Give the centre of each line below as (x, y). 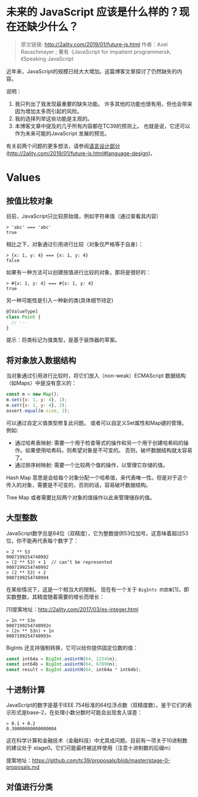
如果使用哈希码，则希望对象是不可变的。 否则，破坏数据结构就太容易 (109, 450)
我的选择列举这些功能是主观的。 (53, 118)
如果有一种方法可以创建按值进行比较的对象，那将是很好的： (79, 272)
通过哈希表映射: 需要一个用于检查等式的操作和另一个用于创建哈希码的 (99, 443)
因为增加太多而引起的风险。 (48, 111)
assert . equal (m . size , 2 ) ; (38, 411)
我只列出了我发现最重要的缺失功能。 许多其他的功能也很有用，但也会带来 (103, 103)
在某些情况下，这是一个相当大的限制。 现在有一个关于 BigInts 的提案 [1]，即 (98, 589)
